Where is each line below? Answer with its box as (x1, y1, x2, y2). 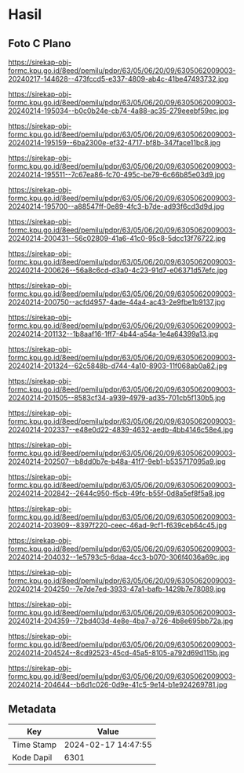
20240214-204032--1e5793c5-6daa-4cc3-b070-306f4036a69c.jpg (8, 552, 230, 562)
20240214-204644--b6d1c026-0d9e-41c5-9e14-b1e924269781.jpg (8, 680, 228, 689)
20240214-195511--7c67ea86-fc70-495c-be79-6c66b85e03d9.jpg (8, 170, 225, 179)
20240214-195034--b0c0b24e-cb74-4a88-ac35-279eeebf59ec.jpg (8, 106, 229, 115)
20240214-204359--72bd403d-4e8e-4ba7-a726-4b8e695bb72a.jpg (8, 616, 234, 625)
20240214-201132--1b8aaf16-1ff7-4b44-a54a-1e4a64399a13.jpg (8, 330, 219, 338)
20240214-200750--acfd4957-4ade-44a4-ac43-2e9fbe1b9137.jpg (8, 297, 226, 307)
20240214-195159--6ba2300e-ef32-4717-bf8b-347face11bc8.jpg (8, 138, 221, 147)
